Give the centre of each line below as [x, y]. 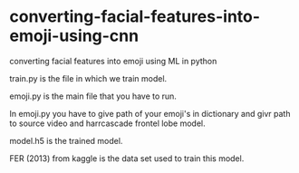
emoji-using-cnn [74, 36]
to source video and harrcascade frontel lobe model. [107, 123]
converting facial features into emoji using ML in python [113, 61]
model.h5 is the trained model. [66, 140]
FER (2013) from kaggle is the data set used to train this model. [127, 158]
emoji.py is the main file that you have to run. [93, 96]
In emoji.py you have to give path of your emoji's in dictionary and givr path [150, 113]
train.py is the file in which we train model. [88, 78]
